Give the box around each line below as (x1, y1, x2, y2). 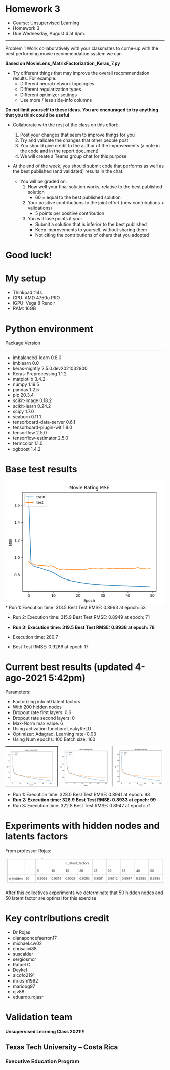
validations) (27, 205, 52, 211)
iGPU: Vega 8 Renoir (12, 300, 56, 306)
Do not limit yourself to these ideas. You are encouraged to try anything (5, 107, 158, 113)
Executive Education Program (5, 1058, 80, 1065)
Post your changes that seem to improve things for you (20, 131, 135, 138)
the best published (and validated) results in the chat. (12, 168, 124, 174)
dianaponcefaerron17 (12, 934, 57, 941)
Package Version (5, 340, 40, 346)
